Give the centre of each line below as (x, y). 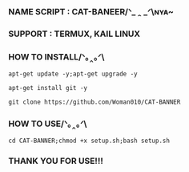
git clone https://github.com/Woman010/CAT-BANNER (94, 102)
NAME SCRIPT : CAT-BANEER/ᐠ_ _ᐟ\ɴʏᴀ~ (91, 11)
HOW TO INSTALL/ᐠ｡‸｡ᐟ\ (56, 56)
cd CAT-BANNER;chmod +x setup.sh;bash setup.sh (89, 141)
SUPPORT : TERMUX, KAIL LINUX (74, 34)
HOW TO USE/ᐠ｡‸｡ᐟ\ (48, 124)
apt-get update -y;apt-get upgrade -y (73, 74)
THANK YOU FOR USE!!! (56, 161)
